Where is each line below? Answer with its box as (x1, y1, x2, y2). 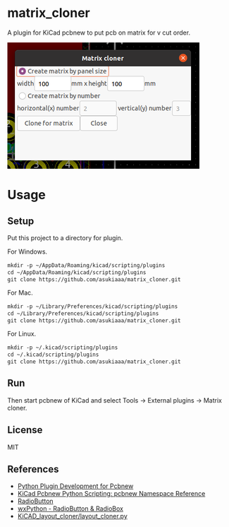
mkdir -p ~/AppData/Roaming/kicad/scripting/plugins (7, 261, 166, 269)
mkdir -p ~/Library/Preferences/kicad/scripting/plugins (7, 302, 178, 310)
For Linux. (7, 329, 37, 338)
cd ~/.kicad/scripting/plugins (7, 351, 99, 358)
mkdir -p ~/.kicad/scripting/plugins (7, 344, 118, 351)
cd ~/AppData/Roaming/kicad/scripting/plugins (7, 268, 147, 276)
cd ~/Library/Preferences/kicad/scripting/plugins (7, 309, 159, 317)
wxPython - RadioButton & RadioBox (17, 504, 123, 513)
